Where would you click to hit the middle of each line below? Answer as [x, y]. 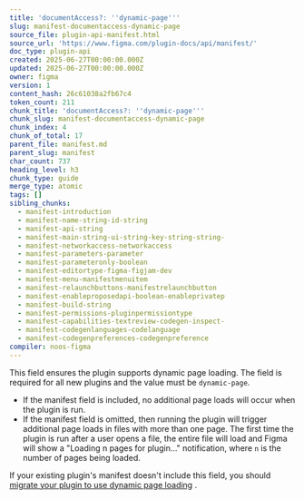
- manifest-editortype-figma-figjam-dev [95, 271]
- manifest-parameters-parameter [81, 254]
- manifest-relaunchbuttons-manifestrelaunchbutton [118, 288]
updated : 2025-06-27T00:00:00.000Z [77, 69]
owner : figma [34, 77]
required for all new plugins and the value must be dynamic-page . [130, 382]
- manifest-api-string [60, 229]
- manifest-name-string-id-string [83, 220]
